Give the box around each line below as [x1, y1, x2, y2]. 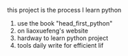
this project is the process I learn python [7, 6, 122, 14]
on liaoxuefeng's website [17, 27, 88, 35]
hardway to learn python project [17, 34, 109, 42]
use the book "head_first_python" [17, 19, 113, 27]
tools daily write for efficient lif [17, 41, 104, 49]
